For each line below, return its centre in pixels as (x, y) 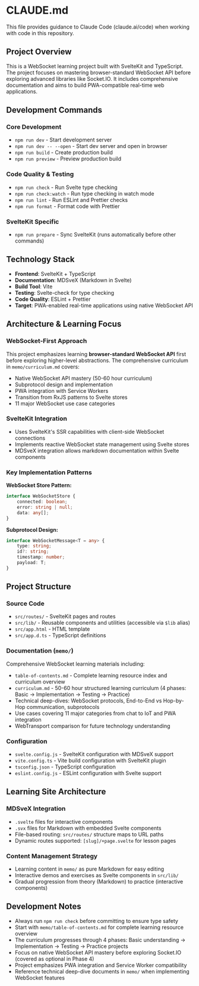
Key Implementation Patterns (49, 472)
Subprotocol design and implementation (64, 385)
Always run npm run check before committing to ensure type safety (96, 921)
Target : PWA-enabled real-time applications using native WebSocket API (104, 305)
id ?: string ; (33, 552)
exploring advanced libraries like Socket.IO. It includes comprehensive (92, 78)
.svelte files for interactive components (64, 821)
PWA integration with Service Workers (61, 390)
